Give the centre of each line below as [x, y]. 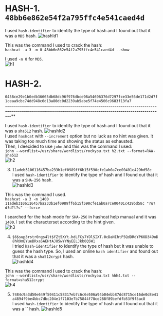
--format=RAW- [141, 151]
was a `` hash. [26, 309]
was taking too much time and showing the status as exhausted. [69, 141]
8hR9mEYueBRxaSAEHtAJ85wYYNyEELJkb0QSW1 [54, 241]
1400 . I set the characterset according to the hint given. [60, 222]
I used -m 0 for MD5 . [24, 59]
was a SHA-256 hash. [32, 180]
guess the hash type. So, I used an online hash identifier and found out [85, 251]
